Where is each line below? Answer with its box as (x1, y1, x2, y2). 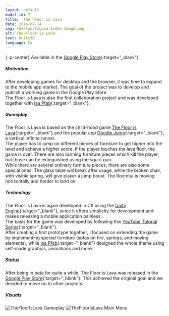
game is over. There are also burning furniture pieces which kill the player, (5, 151, 159, 157)
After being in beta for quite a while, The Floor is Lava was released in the (5, 269, 158, 276)
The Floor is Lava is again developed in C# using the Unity (5, 202, 127, 208)
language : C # (5, 40, 33, 46)
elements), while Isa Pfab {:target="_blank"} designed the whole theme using (5, 240, 164, 246)
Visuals (5, 292, 22, 298)
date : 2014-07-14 (5, 21, 42, 27)
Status (5, 257, 20, 263)
